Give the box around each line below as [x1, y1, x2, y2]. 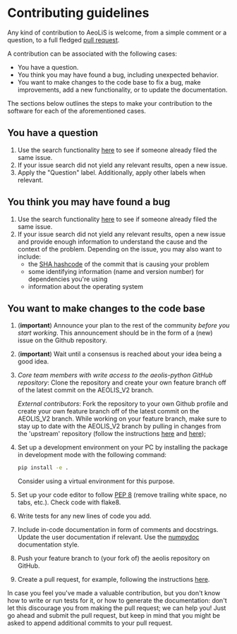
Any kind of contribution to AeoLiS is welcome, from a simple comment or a [7, 28, 227, 37]
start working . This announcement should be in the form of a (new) [17, 329, 213, 337]
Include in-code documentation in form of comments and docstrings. [17, 526, 219, 534]
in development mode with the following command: [17, 451, 167, 459]
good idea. [17, 357, 49, 366]
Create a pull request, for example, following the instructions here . [17, 576, 210, 584]
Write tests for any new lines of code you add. [17, 512, 152, 521]
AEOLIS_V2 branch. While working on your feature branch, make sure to [17, 414, 227, 423]
